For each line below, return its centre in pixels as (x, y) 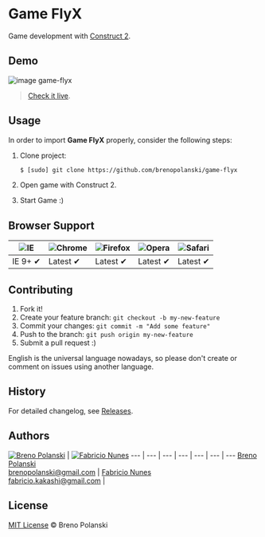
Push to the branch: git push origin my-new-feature (106, 335)
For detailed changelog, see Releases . (71, 410)
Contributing (41, 290)
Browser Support (52, 225)
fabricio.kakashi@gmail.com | (57, 480)
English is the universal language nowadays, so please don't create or (123, 359)
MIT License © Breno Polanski (58, 525)
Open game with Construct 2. (68, 185)
